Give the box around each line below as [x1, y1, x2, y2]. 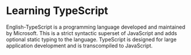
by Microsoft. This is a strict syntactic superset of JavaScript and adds [6, 29, 177, 36]
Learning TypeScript [6, 4, 109, 18]
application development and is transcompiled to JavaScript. [6, 42, 153, 49]
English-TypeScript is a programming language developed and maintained [6, 23, 186, 30]
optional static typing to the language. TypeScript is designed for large [6, 36, 177, 43]
